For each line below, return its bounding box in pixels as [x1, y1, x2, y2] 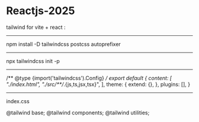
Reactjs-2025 [6, 4, 75, 18]
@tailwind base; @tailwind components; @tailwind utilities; [6, 109, 150, 116]
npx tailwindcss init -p [6, 57, 60, 64]
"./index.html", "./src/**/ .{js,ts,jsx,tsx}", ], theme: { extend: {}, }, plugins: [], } [6, 81, 191, 88]
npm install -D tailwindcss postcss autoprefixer [6, 40, 121, 48]
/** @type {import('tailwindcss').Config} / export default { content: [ [6, 74, 172, 81]
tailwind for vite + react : [6, 24, 66, 31]
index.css [6, 97, 30, 104]
